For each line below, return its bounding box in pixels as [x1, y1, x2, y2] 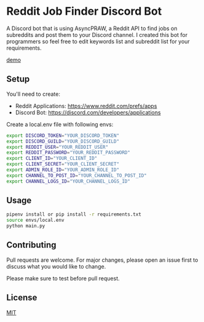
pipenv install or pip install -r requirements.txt [6, 211, 141, 218]
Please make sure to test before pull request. [6, 275, 120, 282]
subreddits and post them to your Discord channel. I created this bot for [6, 31, 188, 38]
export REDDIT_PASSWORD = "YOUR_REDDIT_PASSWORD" [6, 149, 131, 156]
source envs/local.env [6, 217, 65, 224]
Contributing [6, 240, 57, 250]
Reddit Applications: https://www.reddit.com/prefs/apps [15, 102, 157, 109]
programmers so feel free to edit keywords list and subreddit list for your [6, 37, 190, 45]
